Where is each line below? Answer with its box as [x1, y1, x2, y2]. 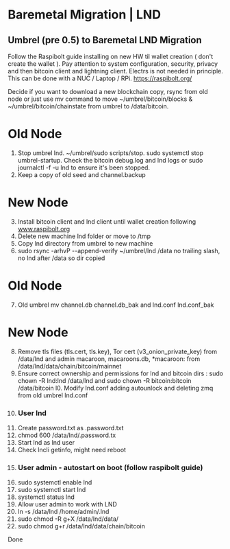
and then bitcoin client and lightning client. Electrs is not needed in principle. [8, 67, 223, 75]
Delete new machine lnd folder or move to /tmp [17, 232, 151, 240]
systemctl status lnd [17, 493, 75, 501]
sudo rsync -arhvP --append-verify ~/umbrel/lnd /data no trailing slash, [17, 246, 220, 255]
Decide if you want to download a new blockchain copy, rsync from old [8, 88, 208, 95]
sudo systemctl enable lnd [17, 478, 92, 487]
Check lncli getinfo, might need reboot [17, 446, 126, 454]
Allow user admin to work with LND [17, 500, 117, 509]
